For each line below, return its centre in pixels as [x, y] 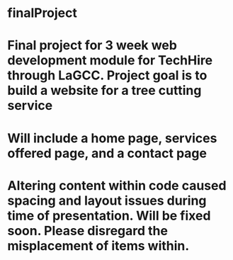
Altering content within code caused [117, 185]
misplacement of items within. [98, 245]
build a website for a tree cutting [104, 91]
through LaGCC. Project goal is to [107, 75]
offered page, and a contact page [107, 153]
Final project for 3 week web [92, 46]
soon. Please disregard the [88, 231]
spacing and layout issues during [107, 200]
